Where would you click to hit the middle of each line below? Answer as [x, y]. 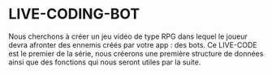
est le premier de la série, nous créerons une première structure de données [136, 53]
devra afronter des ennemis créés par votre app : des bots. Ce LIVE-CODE [133, 44]
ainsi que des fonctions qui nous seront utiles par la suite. [105, 62]
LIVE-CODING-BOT [74, 14]
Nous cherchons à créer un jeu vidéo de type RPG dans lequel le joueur [128, 36]
